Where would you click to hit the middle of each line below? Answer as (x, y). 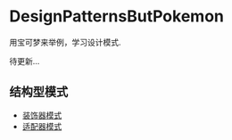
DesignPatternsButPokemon (117, 16)
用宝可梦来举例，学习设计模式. (66, 42)
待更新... (25, 61)
